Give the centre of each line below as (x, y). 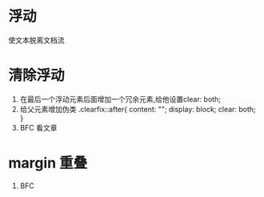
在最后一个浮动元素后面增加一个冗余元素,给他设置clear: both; (120, 99)
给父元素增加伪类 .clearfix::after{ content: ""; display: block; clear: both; (138, 109)
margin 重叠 (48, 163)
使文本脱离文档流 (36, 40)
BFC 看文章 (38, 127)
